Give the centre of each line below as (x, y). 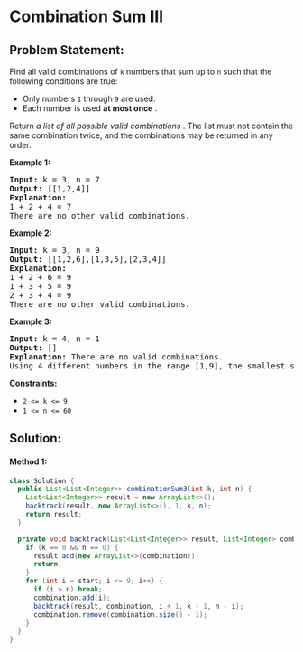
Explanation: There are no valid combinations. (116, 357)
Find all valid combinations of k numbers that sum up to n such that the (141, 71)
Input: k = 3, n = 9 (55, 250)
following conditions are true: (64, 81)
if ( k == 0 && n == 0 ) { (72, 547)
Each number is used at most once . (90, 108)
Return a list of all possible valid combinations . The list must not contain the (151, 126)
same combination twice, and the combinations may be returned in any (141, 135)
